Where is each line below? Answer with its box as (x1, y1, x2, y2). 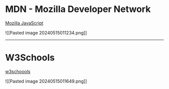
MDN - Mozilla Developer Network (5, 3, 151, 15)
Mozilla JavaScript (5, 20, 44, 26)
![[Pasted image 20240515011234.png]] (5, 29, 87, 35)
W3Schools (5, 52, 55, 63)
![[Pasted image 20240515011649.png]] (5, 78, 87, 84)
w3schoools (5, 68, 31, 74)
